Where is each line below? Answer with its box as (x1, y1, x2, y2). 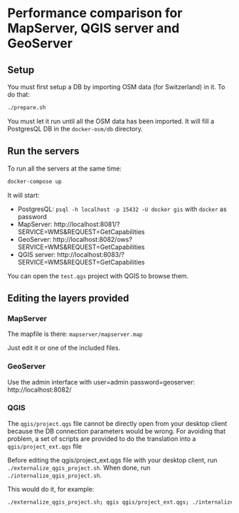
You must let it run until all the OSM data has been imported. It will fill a (7, 116, 215, 126)
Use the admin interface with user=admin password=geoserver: (7, 377, 196, 386)
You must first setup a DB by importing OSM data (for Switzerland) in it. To (7, 83, 225, 91)
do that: (7, 91, 31, 98)
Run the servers (7, 145, 80, 158)
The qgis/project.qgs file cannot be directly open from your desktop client (7, 419, 228, 427)
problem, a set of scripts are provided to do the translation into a (7, 434, 196, 443)
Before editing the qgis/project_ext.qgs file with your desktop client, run (7, 455, 218, 464)
